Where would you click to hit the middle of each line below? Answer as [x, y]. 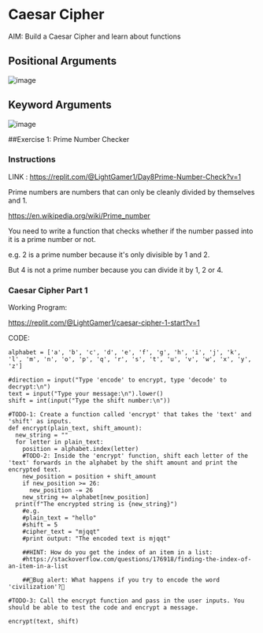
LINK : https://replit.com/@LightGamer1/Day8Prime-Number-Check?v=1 [125, 177]
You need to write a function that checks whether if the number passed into [131, 231]
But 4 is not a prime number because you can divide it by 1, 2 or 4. [116, 270]
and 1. [18, 200]
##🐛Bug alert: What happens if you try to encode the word [121, 580]
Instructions [32, 159]
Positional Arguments [63, 61]
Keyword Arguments [60, 105]
